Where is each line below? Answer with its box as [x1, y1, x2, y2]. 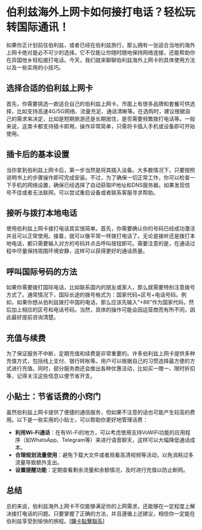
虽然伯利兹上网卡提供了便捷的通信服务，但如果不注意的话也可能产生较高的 [6, 408, 190, 416]
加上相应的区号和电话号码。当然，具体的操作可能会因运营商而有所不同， [11, 306, 190, 313]
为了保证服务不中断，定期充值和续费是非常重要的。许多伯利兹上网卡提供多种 [6, 350, 195, 357]
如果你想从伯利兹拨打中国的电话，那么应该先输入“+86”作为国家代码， [16, 299, 189, 306]
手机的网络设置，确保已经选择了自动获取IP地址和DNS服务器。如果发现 [11, 181, 185, 189]
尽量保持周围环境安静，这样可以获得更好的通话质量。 [16, 247, 148, 255]
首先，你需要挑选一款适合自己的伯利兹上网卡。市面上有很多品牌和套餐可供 [6, 100, 190, 107]
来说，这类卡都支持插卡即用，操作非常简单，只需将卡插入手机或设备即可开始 [6, 122, 195, 129]
